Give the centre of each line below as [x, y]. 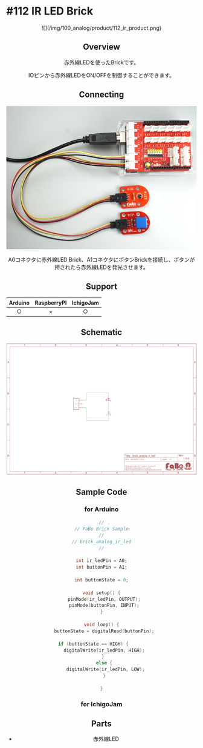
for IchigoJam [101, 704]
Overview [101, 47]
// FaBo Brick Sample [101, 529]
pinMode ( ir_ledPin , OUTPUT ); [104, 599]
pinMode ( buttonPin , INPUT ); [105, 606]
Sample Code [101, 492]
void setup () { [101, 593]
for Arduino [101, 509]
